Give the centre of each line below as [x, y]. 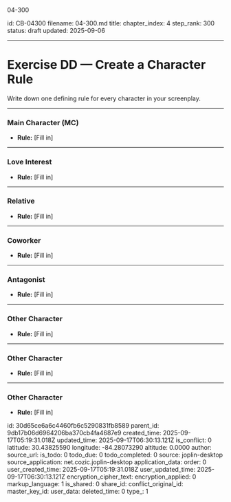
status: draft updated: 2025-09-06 [56, 31]
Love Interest [30, 162]
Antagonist [26, 280]
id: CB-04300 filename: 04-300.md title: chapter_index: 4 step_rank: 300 [111, 23]
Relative [21, 201]
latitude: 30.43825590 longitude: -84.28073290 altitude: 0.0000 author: [109, 448]
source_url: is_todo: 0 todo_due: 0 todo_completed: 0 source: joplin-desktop [115, 455]
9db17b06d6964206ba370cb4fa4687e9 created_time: [84, 433]
